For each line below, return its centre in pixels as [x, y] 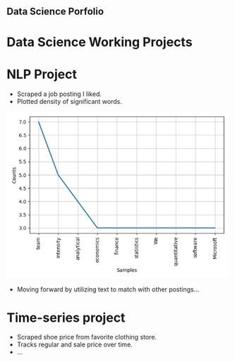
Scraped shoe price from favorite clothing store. [86, 337]
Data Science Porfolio [55, 12]
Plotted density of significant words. [70, 101]
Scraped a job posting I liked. [59, 94]
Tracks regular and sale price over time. [75, 344]
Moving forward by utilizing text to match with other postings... [108, 289]
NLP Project [42, 74]
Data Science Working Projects [100, 42]
